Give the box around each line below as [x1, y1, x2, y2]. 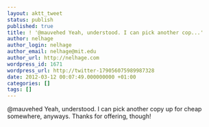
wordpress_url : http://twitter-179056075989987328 [7, 67, 155, 74]
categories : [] [7, 80, 51, 87]
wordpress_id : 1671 [7, 61, 63, 68]
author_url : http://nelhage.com [7, 55, 99, 61]
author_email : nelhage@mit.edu [7, 48, 97, 55]
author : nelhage [7, 36, 53, 42]
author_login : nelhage [7, 42, 72, 48]
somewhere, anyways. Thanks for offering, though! [7, 112, 152, 120]
